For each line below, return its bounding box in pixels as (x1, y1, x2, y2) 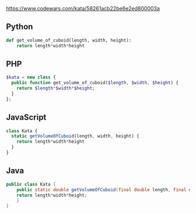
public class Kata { (6, 181, 57, 187)
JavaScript (6, 112, 47, 122)
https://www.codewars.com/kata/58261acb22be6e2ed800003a (6, 5, 160, 12)
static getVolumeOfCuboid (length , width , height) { (11, 133, 140, 139)
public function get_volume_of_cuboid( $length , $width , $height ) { (11, 80, 179, 86)
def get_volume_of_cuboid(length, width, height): (6, 37, 132, 43)
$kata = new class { (6, 74, 57, 81)
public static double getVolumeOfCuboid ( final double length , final (16, 187, 187, 192)
